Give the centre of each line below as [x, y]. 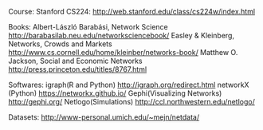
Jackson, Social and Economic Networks [75, 61]
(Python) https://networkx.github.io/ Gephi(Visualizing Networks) [115, 93]
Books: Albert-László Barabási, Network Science [88, 27]
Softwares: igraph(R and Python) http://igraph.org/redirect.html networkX [129, 85]
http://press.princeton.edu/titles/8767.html [78, 69]
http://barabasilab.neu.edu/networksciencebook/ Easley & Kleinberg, [122, 35]
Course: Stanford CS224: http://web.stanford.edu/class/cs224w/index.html [132, 12]
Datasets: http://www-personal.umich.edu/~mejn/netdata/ [104, 117]
